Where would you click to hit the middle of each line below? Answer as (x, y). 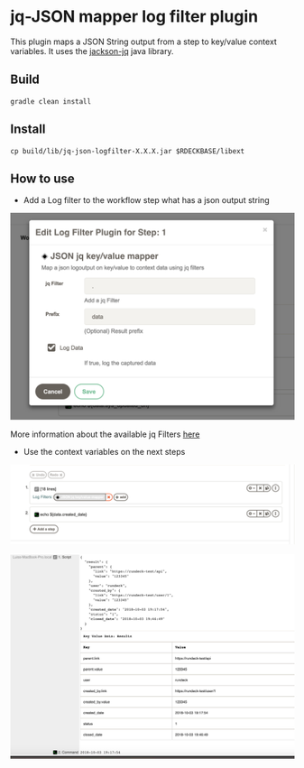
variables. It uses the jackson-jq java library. (92, 51)
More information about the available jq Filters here (105, 434)
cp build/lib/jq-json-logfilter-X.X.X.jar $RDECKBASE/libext (128, 151)
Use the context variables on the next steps (104, 452)
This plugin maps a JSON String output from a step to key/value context (144, 42)
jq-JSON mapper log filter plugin (134, 17)
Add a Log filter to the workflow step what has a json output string (146, 200)
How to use (42, 178)
